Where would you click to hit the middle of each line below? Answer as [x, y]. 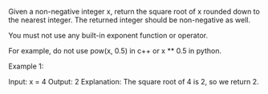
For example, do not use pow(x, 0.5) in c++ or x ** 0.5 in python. [115, 51]
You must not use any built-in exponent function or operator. [108, 35]
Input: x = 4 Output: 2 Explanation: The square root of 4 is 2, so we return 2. [134, 82]
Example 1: [26, 66]
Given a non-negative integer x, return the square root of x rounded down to [134, 12]
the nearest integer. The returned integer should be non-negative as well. [130, 20]
